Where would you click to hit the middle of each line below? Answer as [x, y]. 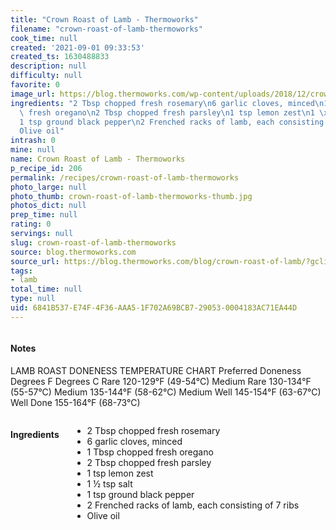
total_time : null [46, 289]
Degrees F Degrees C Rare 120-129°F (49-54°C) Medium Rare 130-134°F [161, 381]
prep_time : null [44, 215]
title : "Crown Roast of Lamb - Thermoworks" [104, 19]
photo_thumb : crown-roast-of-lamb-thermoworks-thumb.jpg [131, 196]
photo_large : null [48, 187]
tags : [21, 271]
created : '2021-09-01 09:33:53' [77, 47]
